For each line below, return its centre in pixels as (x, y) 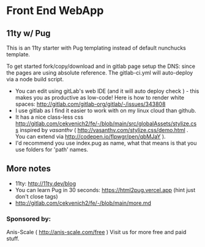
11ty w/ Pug (28, 33)
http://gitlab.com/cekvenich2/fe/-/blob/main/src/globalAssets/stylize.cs (106, 123)
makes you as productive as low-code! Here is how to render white (100, 98)
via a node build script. (35, 79)
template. (18, 54)
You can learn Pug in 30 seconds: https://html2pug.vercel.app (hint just (105, 190)
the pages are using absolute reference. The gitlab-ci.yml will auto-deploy (100, 73)
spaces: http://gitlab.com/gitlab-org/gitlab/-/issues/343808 (90, 104)
